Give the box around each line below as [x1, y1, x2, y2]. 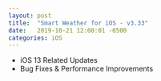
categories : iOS [8, 33, 62, 42]
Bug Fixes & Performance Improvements [19, 64, 154, 74]
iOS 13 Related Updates [19, 56, 98, 65]
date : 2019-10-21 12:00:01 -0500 [8, 26, 127, 34]
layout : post [8, 11, 52, 20]
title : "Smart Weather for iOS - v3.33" [8, 19, 149, 27]
